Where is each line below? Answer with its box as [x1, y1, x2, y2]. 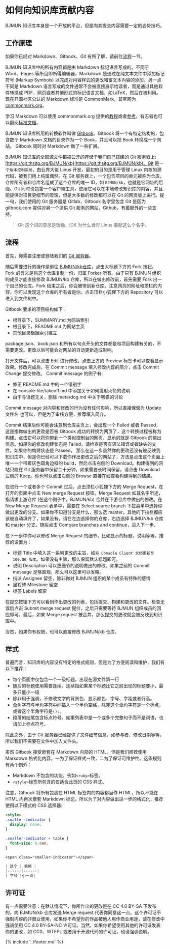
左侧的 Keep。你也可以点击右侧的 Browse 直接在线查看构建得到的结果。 [5, 473, 155, 479]
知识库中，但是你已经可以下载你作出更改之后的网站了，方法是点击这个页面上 [5, 453, 165, 459]
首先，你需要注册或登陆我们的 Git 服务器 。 [5, 252, 94, 258]
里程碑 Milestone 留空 [12, 581, 58, 588]
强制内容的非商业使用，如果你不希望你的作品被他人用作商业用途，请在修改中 [5, 915, 165, 922]
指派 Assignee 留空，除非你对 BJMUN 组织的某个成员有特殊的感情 [12, 575, 151, 581]
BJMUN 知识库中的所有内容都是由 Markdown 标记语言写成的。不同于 [5, 64, 149, 70]
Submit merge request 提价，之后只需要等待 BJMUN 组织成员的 [24, 605, 157, 611]
